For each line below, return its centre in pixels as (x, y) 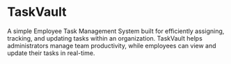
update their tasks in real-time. (51, 53)
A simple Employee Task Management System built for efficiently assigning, (116, 31)
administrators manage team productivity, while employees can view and (112, 45)
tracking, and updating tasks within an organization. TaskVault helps (105, 38)
